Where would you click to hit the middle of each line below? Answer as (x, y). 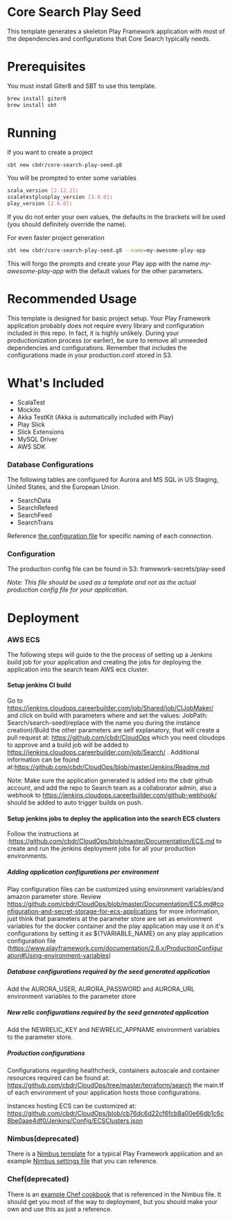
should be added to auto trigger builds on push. (75, 802)
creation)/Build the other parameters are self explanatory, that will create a (114, 730)
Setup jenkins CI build (39, 685)
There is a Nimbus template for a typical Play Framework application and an (115, 1154)
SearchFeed (34, 515)
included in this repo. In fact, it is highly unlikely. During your (93, 333)
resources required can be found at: (59, 1078)
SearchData (34, 501)
